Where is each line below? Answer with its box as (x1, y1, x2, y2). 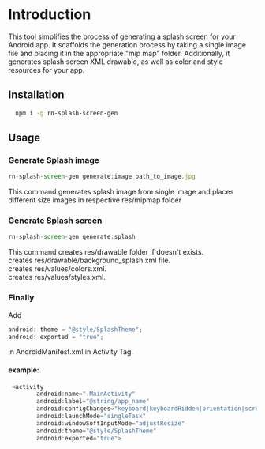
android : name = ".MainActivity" (36, 390, 136, 398)
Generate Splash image (8, 154, 100, 165)
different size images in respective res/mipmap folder (8, 195, 182, 205)
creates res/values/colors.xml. (8, 264, 106, 274)
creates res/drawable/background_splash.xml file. (8, 255, 171, 266)
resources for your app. (8, 65, 85, 74)
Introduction (8, 6, 91, 24)
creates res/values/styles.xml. (8, 273, 106, 282)
